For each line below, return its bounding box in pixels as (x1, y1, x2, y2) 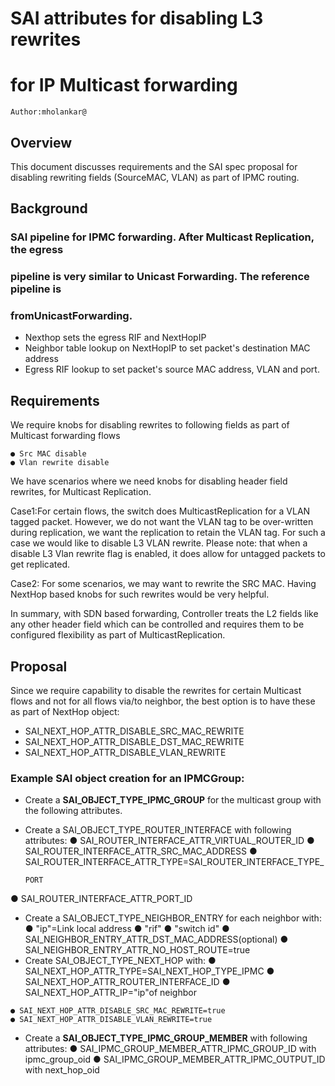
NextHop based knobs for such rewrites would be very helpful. (10, 588, 270, 601)
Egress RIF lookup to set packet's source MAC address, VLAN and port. (24, 363, 320, 376)
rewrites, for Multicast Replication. (10, 486, 152, 498)
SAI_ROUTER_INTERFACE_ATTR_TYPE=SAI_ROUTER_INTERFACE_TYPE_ (24, 856, 325, 868)
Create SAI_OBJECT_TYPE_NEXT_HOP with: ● (24, 955, 217, 967)
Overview (10, 134, 73, 151)
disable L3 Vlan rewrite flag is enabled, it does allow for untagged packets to (10, 548, 326, 560)
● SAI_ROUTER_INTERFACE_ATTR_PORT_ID (10, 893, 193, 905)
